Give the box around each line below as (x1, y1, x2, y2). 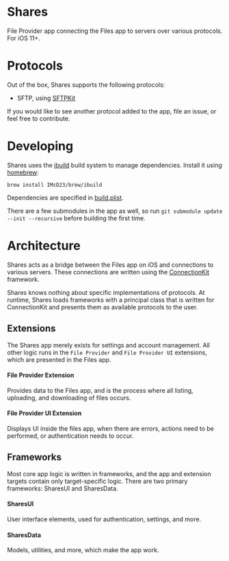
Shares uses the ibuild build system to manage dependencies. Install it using (7, 161, 222, 169)
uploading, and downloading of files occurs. (7, 393, 131, 402)
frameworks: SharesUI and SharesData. (7, 484, 118, 493)
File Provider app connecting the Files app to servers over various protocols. (7, 27, 223, 35)
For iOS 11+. (7, 34, 41, 42)
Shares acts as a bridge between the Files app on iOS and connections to (7, 261, 214, 269)
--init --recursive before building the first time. (7, 213, 146, 222)
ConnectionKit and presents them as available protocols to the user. (7, 302, 198, 311)
